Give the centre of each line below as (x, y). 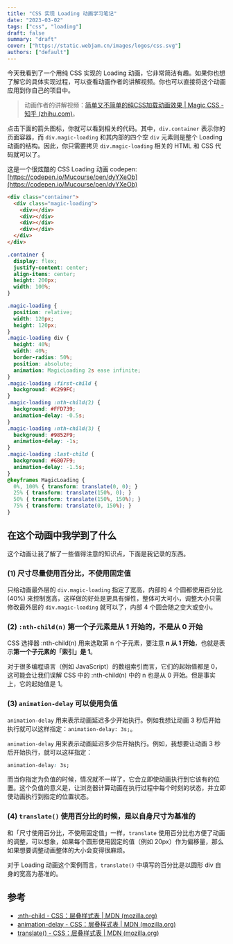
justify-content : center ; (51, 268)
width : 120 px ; (34, 319)
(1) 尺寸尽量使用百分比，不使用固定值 (69, 573)
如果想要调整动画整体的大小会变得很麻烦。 (68, 850)
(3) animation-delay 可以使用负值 (62, 703)
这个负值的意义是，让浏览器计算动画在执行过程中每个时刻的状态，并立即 (122, 788)
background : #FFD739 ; (45, 409)
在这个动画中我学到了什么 (62, 536)
